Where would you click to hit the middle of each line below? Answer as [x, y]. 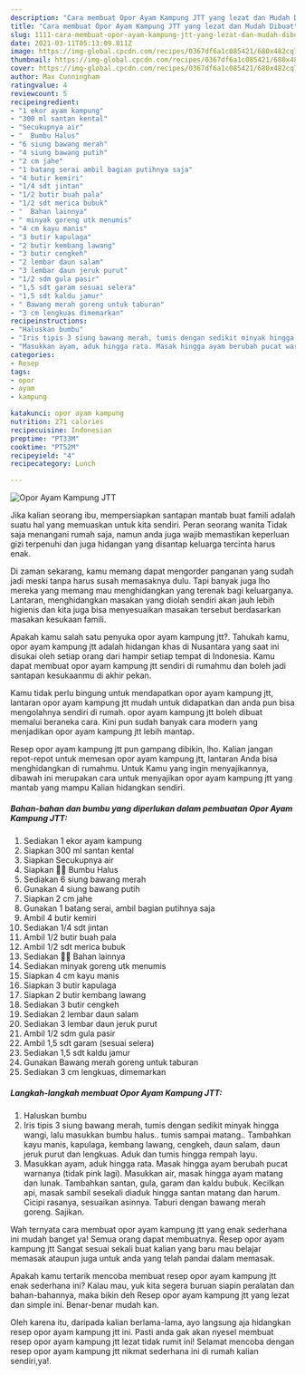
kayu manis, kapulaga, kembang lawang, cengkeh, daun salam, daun [152, 1145]
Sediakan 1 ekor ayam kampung [83, 841]
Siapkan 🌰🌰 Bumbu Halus [71, 870]
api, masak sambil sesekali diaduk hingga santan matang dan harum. [152, 1193]
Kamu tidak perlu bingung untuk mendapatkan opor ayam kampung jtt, [142, 693]
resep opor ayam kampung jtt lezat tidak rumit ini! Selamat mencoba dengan [152, 1341]
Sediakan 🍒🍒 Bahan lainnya [74, 956]
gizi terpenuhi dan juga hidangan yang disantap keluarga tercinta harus [143, 544]
